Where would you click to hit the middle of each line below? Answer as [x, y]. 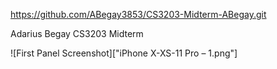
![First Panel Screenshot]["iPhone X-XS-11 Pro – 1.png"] [124, 53]
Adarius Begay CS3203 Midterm [77, 33]
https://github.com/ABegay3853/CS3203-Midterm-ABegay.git [138, 14]
